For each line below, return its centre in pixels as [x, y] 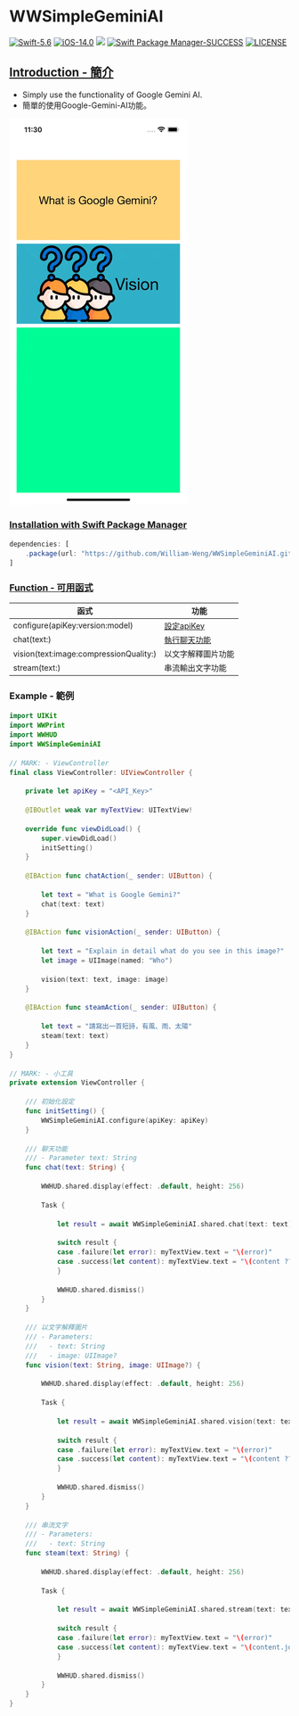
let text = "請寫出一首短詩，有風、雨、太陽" [117, 1027]
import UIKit [33, 716]
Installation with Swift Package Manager [98, 524]
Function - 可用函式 [51, 588]
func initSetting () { [65, 1111]
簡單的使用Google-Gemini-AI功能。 [86, 105]
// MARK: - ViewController [59, 763]
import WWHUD [33, 735]
